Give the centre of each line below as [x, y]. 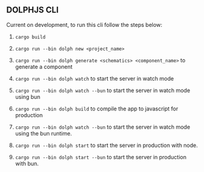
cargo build [30, 37]
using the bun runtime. [43, 133]
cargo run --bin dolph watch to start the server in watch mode [94, 78]
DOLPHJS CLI [33, 10]
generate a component [44, 66]
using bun [28, 96]
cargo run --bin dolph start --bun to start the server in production [101, 157]
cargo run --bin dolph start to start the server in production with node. [106, 145]
